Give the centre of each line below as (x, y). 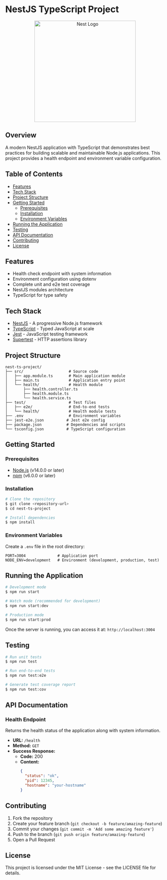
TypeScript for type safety (40, 295)
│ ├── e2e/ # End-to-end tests (57, 407)
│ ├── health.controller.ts (42, 389)
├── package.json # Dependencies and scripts (65, 425)
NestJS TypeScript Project (62, 9)
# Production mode (25, 615)
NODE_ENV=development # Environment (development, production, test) (82, 560)
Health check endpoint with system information (62, 274)
